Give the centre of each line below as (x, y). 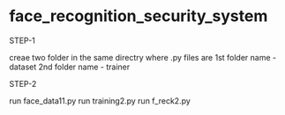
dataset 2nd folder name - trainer (70, 67)
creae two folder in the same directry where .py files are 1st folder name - (142, 57)
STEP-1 (22, 40)
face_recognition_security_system (139, 16)
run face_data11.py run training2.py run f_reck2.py (100, 101)
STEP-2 (23, 83)
